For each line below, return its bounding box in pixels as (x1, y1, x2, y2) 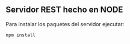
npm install (5, 32, 36, 38)
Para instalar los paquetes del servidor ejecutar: (5, 20, 125, 27)
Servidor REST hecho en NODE (5, 5, 123, 15)
